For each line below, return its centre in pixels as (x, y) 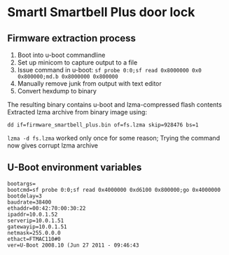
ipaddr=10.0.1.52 (33, 214)
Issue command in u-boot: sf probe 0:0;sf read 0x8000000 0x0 (109, 70)
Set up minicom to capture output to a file (77, 63)
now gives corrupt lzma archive (53, 145)
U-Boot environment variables (75, 168)
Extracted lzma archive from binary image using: (77, 112)
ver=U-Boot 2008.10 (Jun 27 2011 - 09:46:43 (73, 245)
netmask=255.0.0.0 (34, 233)
